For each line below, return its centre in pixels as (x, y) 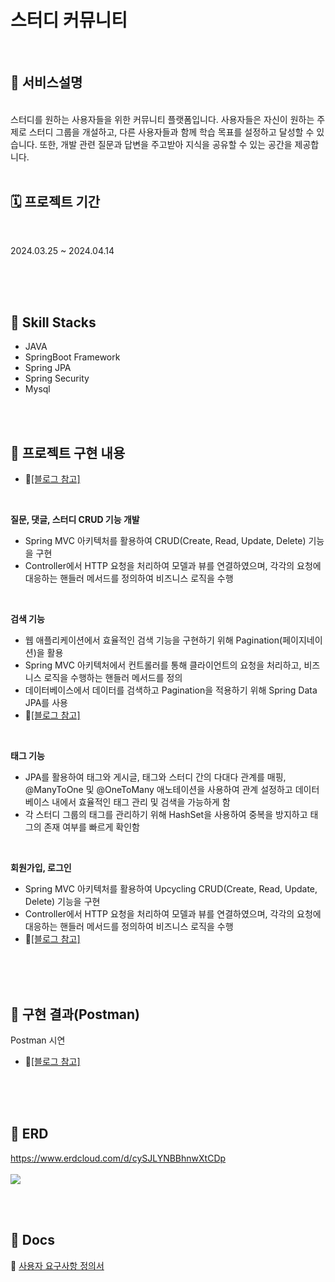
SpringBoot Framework (72, 357)
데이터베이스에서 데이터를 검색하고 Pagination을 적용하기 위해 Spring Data (171, 690)
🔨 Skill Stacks (53, 322)
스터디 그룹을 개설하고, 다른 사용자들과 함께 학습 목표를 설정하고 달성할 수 (171, 132)
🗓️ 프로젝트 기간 (55, 202)
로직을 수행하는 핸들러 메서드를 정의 (113, 678)
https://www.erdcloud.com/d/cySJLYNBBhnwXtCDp (118, 1158)
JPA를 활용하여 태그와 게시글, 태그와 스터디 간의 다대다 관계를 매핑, (155, 777)
